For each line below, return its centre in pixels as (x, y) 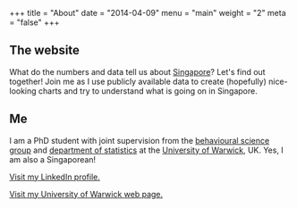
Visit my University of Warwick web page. (86, 194)
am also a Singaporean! (53, 159)
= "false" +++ (34, 22)
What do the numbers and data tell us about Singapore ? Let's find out (137, 71)
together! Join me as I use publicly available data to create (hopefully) (138, 81)
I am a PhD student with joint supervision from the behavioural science (140, 140)
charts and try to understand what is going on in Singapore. (148, 91)
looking (23, 91)
